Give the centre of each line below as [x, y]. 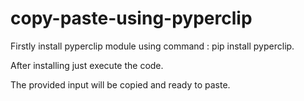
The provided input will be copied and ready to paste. [120, 84]
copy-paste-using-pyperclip [131, 18]
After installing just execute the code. [87, 65]
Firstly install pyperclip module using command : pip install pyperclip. [152, 46]
